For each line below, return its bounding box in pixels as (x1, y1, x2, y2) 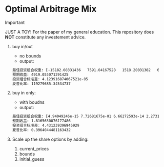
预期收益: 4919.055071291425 (12, 72, 69, 77)
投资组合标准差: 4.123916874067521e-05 (12, 76, 88, 81)
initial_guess (19, 156, 45, 162)
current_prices (19, 146, 49, 151)
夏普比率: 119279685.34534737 (12, 81, 71, 86)
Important (5, 19, 25, 25)
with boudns (19, 99, 45, 105)
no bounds (19, 53, 41, 59)
